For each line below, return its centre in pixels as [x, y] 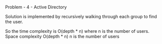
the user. [14, 22]
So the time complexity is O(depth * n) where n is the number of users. [77, 31]
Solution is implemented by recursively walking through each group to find [81, 16]
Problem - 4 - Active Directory [36, 7]
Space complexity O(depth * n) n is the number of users [62, 36]
